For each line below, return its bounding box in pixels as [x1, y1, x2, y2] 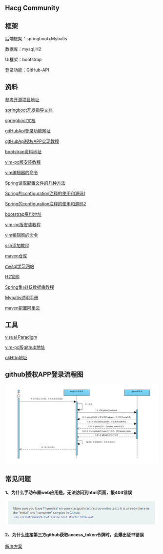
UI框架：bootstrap [5, 56, 42, 63]
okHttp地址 [5, 354, 28, 360]
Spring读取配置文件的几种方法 [5, 180, 66, 186]
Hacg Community [5, 4, 60, 12]
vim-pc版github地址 [5, 344, 45, 350]
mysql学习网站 [5, 263, 35, 269]
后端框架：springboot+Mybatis [5, 36, 67, 42]
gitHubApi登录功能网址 [5, 128, 51, 134]
